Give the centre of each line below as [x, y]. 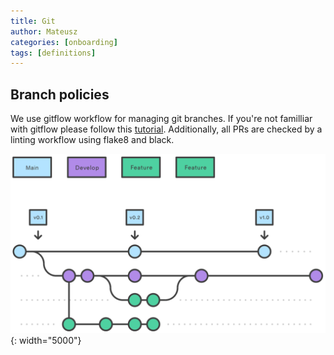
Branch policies [60, 94]
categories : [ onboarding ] [64, 42]
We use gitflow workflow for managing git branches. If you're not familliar [161, 119]
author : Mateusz [44, 31]
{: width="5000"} [46, 340]
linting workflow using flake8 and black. [92, 140]
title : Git [33, 21]
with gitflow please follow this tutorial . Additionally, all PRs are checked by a [166, 129]
